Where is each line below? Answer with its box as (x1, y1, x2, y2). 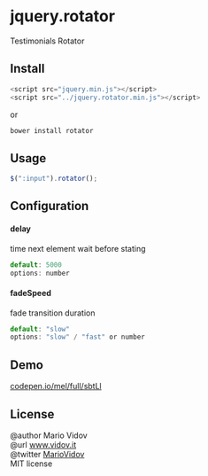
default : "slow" (10, 324, 70, 333)
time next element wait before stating (10, 243, 146, 254)
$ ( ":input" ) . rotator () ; (10, 175, 98, 183)
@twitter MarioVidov (10, 449, 85, 459)
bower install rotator (10, 126, 94, 135)
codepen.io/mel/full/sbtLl (10, 381, 102, 392)
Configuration (10, 199, 89, 214)
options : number (10, 269, 70, 277)
